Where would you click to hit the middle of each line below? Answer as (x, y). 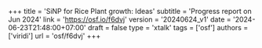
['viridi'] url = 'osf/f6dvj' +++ (55, 36)
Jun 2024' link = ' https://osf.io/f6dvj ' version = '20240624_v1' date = (120, 19)
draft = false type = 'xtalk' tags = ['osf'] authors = (168, 27)
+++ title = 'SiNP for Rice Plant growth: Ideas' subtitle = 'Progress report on (130, 11)
